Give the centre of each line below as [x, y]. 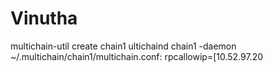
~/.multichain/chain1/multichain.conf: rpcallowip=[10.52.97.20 [137, 56]
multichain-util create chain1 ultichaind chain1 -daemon [123, 46]
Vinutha [44, 18]
